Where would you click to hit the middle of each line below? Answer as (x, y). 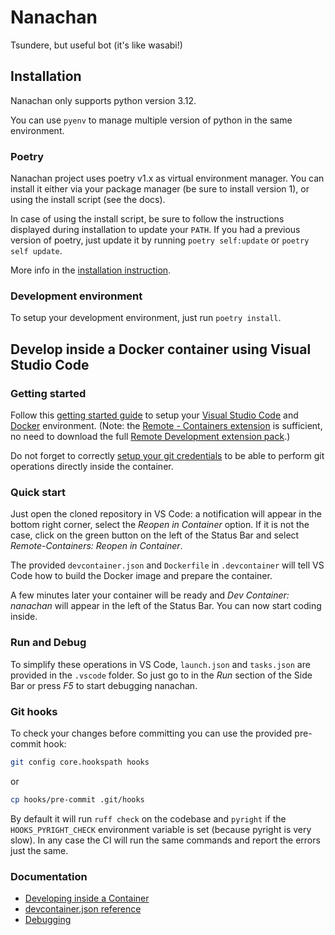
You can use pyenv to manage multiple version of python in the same (151, 120)
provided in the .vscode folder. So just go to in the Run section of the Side (161, 675)
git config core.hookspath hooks (80, 762)
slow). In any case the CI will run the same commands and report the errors (165, 840)
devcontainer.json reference (83, 908)
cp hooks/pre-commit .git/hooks (77, 799)
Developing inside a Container (87, 898)
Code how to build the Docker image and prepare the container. (141, 576)
